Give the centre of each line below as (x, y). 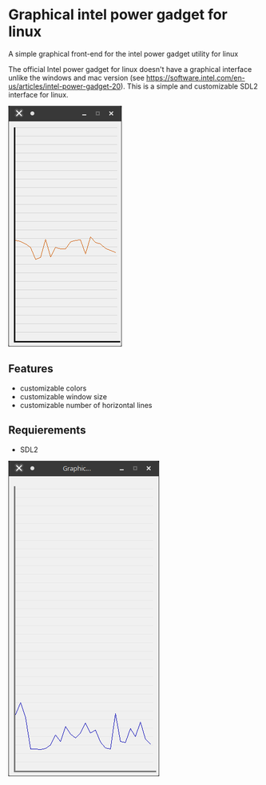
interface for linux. (39, 94)
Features (31, 369)
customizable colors (53, 388)
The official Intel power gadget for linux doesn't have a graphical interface (130, 69)
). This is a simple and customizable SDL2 (189, 86)
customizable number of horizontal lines (86, 405)
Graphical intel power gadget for (118, 15)
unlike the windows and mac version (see (77, 77)
